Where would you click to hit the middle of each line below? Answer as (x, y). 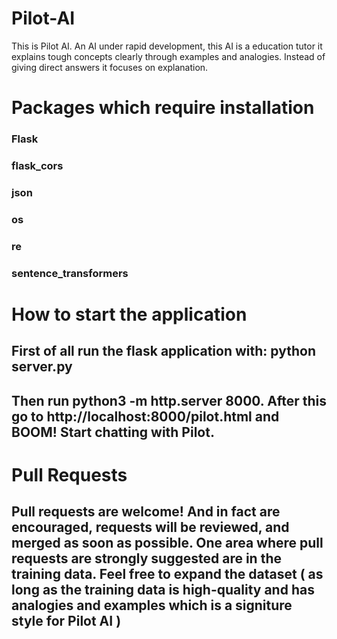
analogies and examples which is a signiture (152, 605)
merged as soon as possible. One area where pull (167, 543)
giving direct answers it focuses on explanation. (110, 67)
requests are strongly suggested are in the (146, 558)
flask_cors (37, 165)
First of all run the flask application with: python (163, 351)
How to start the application (129, 314)
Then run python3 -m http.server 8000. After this (169, 400)
